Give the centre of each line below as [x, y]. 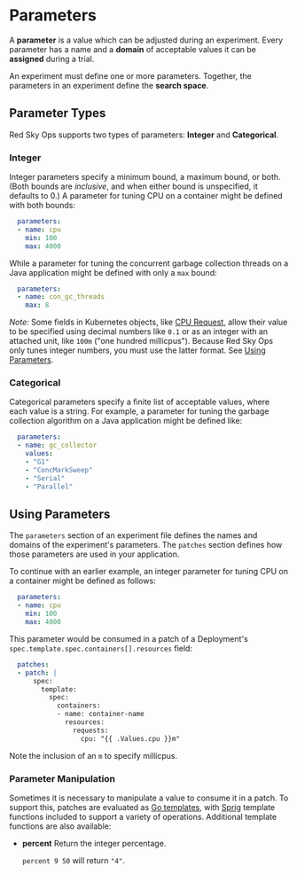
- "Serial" [45, 478]
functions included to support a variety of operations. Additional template [143, 816]
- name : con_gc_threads [61, 297]
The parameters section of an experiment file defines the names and [133, 535]
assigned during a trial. [52, 59]
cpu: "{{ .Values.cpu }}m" [130, 738]
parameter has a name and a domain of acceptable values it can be [133, 49]
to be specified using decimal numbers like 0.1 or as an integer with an [139, 332]
